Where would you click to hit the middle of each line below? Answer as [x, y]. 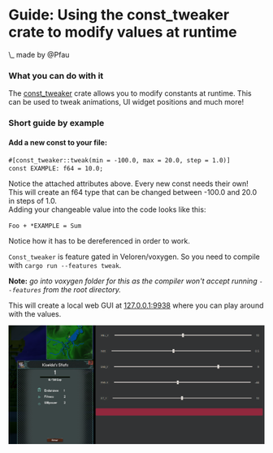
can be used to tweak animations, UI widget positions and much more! [126, 102]
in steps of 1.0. [32, 201]
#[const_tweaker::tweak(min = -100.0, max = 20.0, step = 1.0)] [119, 161]
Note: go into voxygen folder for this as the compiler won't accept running [133, 281]
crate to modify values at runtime [123, 32]
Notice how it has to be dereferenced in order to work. [100, 241]
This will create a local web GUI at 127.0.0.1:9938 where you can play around [136, 305]
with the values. [35, 314]
